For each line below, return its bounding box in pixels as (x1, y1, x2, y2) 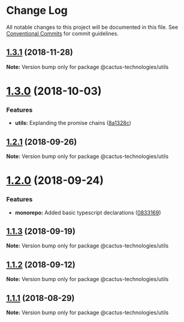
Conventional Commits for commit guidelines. (6, 29, 119, 37)
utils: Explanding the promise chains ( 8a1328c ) (14, 120, 132, 127)
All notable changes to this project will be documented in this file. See (6, 23, 179, 31)
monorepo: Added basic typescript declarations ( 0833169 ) (14, 208, 161, 216)
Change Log (6, 4, 68, 17)
